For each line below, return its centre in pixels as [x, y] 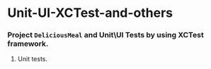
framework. [28, 44]
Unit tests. [33, 59]
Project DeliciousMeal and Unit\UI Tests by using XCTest [105, 35]
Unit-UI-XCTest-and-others [90, 13]
